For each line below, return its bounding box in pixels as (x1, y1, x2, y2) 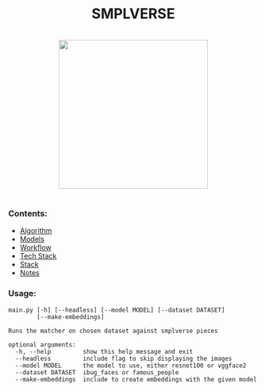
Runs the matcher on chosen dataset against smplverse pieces (8, 327, 218, 335)
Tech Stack (19, 251, 57, 261)
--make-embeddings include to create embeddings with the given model (15, 375, 258, 383)
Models (19, 235, 45, 244)
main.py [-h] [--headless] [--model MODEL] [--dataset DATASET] (8, 306, 225, 314)
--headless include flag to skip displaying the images (15, 355, 232, 362)
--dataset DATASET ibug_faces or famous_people (15, 368, 179, 377)
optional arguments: (8, 340, 77, 349)
